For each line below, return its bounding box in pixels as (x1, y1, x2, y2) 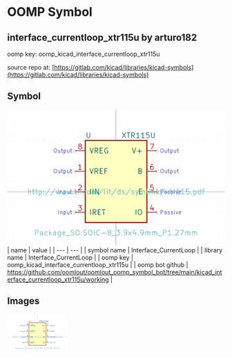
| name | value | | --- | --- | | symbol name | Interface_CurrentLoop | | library (7, 246, 223, 254)
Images (7, 295, 40, 307)
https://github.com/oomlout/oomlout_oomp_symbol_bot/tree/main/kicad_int (7, 268, 222, 276)
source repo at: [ (7, 63, 55, 71)
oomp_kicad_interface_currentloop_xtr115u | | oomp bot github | (7, 260, 188, 269)
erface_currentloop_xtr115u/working (7, 275, 109, 284)
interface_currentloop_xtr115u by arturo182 (7, 32, 197, 43)
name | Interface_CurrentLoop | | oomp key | (7, 253, 133, 261)
